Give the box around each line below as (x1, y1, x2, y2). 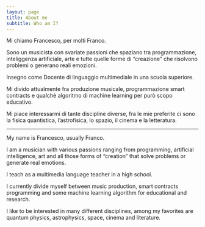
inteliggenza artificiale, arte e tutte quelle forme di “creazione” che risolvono (6, 56, 198, 63)
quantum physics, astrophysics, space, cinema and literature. (6, 214, 160, 222)
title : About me (6, 15, 48, 21)
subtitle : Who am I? (6, 20, 59, 26)
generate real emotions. (6, 159, 67, 167)
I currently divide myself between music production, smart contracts (6, 182, 179, 190)
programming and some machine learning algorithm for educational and (6, 189, 187, 196)
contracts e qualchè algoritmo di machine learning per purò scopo (6, 92, 173, 99)
